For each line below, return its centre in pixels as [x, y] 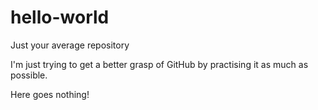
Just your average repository [70, 45]
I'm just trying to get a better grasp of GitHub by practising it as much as [159, 64]
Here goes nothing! [50, 94]
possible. [29, 75]
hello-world [60, 17]
